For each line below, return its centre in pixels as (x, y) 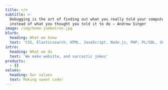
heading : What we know (33, 38)
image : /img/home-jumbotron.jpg (39, 28)
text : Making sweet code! (37, 79)
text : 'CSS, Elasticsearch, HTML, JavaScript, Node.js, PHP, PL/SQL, (83, 42)
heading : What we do (31, 51)
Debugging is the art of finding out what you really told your (78, 19)
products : (15, 61)
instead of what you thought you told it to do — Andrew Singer (78, 24)
